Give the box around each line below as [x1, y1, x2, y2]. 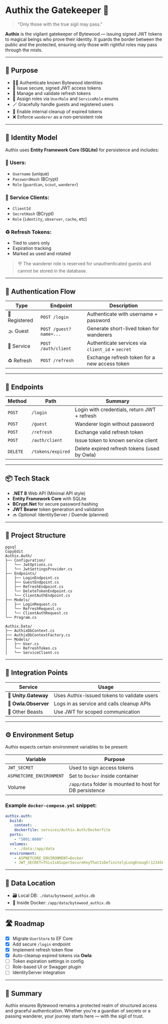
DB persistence [69, 787, 105, 794]
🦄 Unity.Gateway [7, 692, 48, 699]
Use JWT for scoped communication [53, 708, 140, 715]
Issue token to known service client [74, 437, 158, 444]
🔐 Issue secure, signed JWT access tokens [12, 85, 101, 91]
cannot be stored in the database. [17, 268, 87, 274]
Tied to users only [12, 240, 50, 246]
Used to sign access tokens [69, 764, 134, 771]
